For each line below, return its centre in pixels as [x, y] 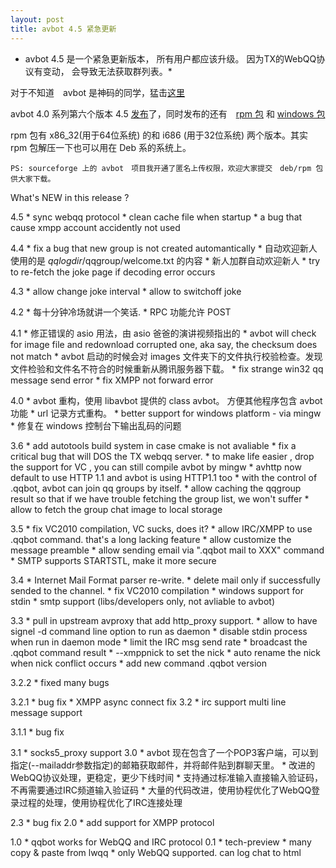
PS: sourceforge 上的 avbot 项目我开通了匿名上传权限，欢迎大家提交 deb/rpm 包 [167, 168]
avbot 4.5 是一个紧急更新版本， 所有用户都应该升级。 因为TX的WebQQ [170, 58]
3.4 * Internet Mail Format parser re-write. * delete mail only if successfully [165, 580]
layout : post [37, 19]
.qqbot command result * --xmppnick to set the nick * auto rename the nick [166, 652]
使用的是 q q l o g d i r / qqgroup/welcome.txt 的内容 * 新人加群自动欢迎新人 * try [165, 260]
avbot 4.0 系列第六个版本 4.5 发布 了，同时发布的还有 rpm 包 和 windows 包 [168, 113]
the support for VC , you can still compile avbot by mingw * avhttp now [156, 467]
